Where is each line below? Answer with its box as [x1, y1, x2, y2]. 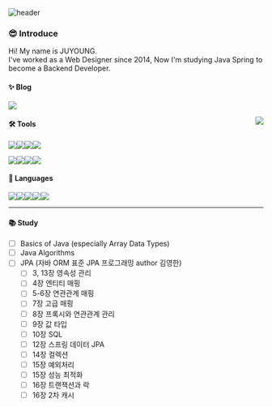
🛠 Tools [8, 119, 36, 129]
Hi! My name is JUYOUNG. [8, 46, 98, 56]
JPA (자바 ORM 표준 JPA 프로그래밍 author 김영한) [19, 258, 182, 268]
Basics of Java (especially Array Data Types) [19, 239, 170, 249]
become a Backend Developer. [8, 63, 111, 73]
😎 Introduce [8, 28, 58, 39]
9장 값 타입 [32, 319, 67, 328]
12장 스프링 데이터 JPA [32, 339, 105, 349]
